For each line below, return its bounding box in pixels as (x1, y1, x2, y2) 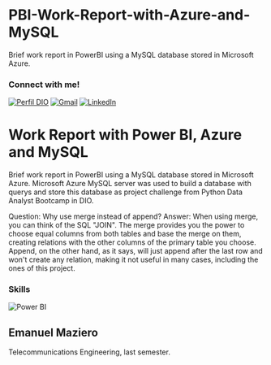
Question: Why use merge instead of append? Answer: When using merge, (8, 211, 258, 221)
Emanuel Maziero (8, 325, 99, 339)
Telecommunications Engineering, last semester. (8, 347, 170, 357)
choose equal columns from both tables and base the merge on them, (8, 229, 242, 239)
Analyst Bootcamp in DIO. (8, 196, 94, 206)
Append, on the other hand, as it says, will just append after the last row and (8, 246, 264, 256)
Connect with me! (8, 79, 80, 90)
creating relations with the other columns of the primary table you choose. (8, 237, 257, 247)
